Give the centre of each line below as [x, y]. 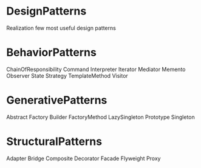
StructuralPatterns [54, 141]
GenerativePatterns [57, 100]
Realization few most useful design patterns [61, 28]
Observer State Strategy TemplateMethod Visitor [67, 76]
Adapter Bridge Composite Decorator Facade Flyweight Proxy [83, 158]
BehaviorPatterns [52, 52]
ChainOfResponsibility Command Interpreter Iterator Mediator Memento [96, 69]
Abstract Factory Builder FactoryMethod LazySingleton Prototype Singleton [101, 117]
